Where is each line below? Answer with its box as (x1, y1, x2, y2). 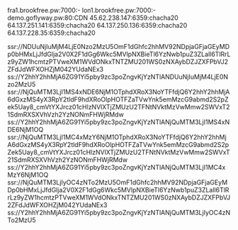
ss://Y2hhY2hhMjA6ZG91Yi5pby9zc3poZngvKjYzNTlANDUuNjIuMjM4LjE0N (7, 72, 229, 81)
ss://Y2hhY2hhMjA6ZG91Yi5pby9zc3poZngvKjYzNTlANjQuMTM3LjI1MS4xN (7, 118, 230, 126)
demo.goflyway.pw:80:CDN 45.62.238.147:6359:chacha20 (7, 13, 178, 22)
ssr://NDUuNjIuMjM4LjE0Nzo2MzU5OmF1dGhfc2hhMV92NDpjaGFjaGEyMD (7, 43, 230, 50)
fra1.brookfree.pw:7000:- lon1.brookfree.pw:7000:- (7, 6, 156, 14)
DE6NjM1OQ (7, 126, 44, 133)
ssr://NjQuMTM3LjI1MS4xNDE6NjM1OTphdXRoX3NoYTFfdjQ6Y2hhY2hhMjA (7, 88, 230, 96)
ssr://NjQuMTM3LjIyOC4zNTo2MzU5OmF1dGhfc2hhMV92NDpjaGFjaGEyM (7, 178, 228, 187)
